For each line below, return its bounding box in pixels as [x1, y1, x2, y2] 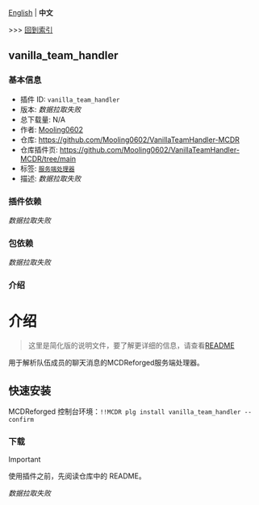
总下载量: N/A [19, 115, 66, 124]
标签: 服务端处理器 [19, 163, 75, 173]
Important [8, 455, 41, 465]
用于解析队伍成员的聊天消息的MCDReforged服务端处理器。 [8, 358, 204, 368]
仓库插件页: [19, 144, 58, 154]
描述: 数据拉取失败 [19, 173, 81, 183]
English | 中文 [8, 8, 54, 17]
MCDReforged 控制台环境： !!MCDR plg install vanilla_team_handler [8, 407, 241, 416]
